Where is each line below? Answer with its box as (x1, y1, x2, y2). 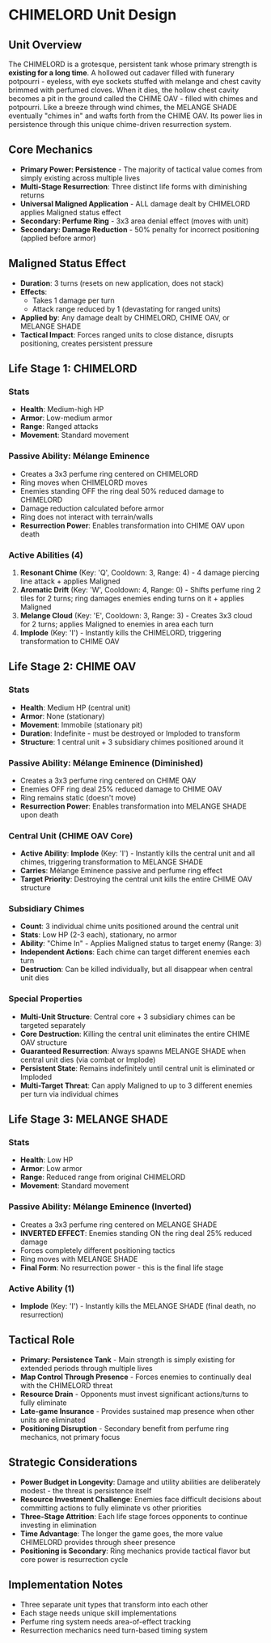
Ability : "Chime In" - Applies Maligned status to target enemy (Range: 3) (19, 939, 262, 949)
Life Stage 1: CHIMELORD (8, 362, 138, 376)
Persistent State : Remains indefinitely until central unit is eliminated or (19, 1063, 256, 1073)
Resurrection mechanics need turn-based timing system (19, 1625, 208, 1635)
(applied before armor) (19, 233, 96, 243)
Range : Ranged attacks (19, 422, 99, 431)
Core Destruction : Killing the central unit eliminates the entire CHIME (19, 1029, 251, 1038)
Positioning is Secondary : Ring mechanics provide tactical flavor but (19, 1546, 251, 1556)
